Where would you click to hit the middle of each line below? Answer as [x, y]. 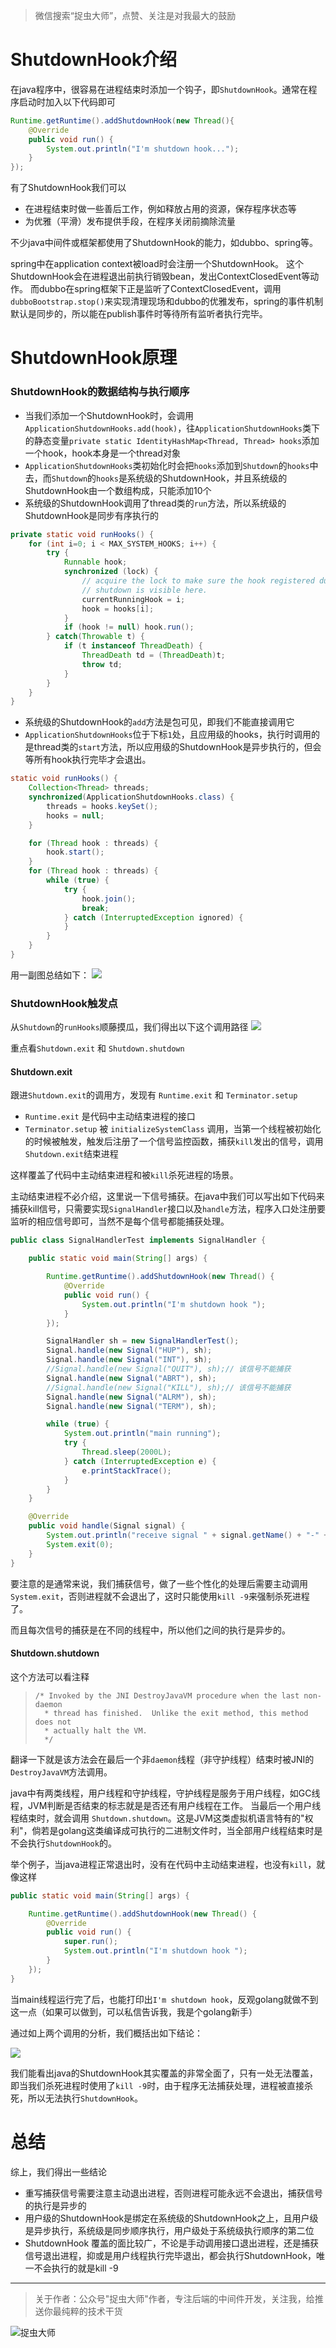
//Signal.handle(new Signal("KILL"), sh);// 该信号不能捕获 [169, 1387]
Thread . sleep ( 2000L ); [126, 1452]
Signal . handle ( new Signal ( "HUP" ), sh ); [129, 1350]
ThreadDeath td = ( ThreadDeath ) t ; [153, 655]
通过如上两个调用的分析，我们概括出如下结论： [106, 2033]
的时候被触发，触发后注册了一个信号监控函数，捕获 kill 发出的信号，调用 [174, 1141]
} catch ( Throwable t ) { [95, 637]
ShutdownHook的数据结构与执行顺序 [100, 392]
